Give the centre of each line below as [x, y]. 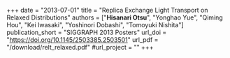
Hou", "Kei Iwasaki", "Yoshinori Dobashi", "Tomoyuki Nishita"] [95, 25]
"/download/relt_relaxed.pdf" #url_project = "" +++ [80, 47]
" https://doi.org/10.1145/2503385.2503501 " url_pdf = [82, 40]
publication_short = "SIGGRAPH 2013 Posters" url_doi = [87, 32]
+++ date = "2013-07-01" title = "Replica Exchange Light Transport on [107, 10]
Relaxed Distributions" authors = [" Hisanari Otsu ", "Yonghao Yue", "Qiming [115, 17]
